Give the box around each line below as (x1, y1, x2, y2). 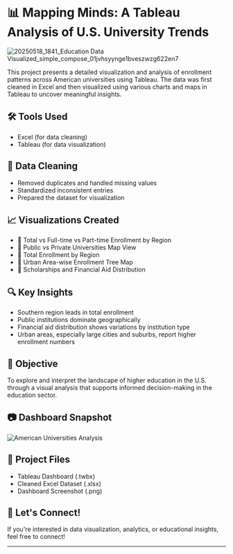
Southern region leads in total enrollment (17, 308, 134, 316)
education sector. (7, 391, 58, 399)
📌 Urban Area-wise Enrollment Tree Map (17, 258, 133, 267)
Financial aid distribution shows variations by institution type (17, 323, 191, 332)
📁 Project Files (7, 454, 71, 465)
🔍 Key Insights (7, 286, 74, 298)
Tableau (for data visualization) (17, 140, 106, 148)
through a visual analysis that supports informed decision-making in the (7, 384, 213, 391)
